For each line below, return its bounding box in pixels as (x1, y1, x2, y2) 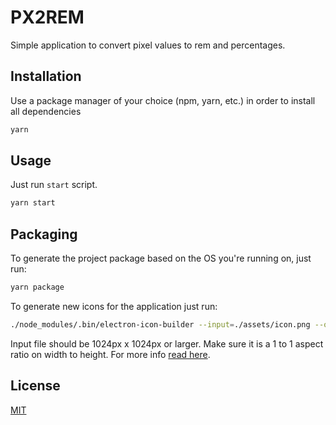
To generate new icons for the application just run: (10, 301, 218, 312)
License (10, 377, 61, 395)
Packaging (10, 226, 78, 243)
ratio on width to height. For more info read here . (10, 348, 211, 360)
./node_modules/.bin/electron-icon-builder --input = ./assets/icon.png (10, 320, 311, 330)
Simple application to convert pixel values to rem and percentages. (10, 39, 286, 51)
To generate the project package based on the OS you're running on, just (10, 252, 312, 265)
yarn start (10, 198, 56, 208)
